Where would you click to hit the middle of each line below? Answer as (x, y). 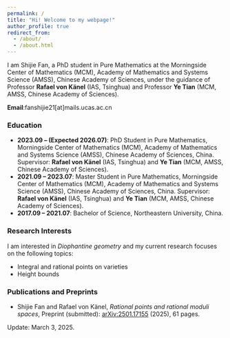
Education (25, 125)
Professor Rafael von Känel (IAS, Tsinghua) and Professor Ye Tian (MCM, (112, 87)
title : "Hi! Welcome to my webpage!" (61, 20)
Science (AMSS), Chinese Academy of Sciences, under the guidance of (109, 79)
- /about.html (33, 45)
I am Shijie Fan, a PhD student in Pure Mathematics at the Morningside (107, 65)
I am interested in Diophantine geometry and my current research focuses (112, 246)
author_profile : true (38, 26)
